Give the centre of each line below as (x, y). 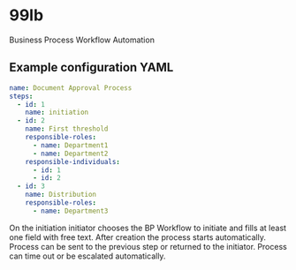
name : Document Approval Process (71, 88)
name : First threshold (67, 129)
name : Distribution (61, 195)
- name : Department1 (70, 145)
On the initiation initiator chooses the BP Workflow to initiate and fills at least (148, 228)
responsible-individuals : (73, 161)
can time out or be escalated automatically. (87, 256)
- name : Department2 (70, 154)
